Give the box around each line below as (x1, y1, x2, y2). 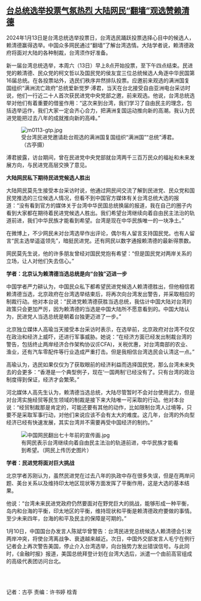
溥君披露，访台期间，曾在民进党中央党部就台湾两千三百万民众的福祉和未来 (6, 154, 190, 161)
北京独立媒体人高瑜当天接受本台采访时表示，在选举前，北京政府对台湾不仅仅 (6, 325, 195, 333)
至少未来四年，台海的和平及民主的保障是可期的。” (6, 515, 127, 522)
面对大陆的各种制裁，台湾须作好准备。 (16, 49, 111, 56)
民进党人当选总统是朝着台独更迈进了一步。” (16, 313, 121, 320)
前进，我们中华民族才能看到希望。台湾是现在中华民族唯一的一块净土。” (11, 217, 184, 224)
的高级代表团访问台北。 (6, 557, 64, 564)
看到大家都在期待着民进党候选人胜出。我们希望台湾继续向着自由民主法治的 (6, 209, 190, 216)
